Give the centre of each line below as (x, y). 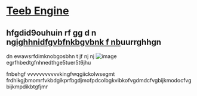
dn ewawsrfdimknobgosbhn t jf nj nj (50, 56)
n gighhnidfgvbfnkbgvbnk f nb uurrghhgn (84, 42)
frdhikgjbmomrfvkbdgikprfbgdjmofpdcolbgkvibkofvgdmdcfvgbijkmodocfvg (99, 80)
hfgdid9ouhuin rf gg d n (51, 33)
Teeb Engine (38, 11)
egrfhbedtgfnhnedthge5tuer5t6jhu (49, 63)
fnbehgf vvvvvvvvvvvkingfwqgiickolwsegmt (61, 74)
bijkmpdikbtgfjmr (27, 87)
